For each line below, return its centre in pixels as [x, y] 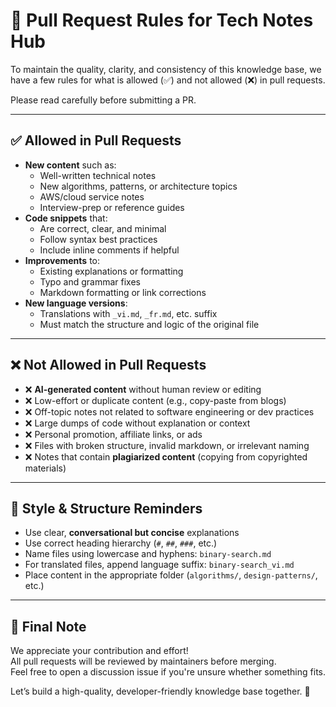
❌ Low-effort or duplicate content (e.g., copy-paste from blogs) [155, 400]
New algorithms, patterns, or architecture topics [138, 186]
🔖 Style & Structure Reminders [106, 508]
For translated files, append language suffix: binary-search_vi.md [159, 565]
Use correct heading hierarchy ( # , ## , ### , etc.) [121, 543]
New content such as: [70, 165]
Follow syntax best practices [98, 239]
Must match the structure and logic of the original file [149, 324]
